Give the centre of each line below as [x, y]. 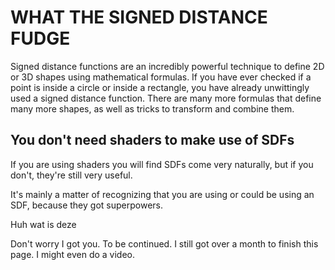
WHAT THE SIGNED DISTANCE [139, 17]
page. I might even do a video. [73, 254]
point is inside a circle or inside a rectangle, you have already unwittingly [160, 87]
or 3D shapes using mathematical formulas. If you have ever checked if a [161, 77]
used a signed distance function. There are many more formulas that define [166, 98]
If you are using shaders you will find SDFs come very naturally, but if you [162, 164]
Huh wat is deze [43, 224]
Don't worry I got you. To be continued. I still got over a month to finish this [164, 243]
